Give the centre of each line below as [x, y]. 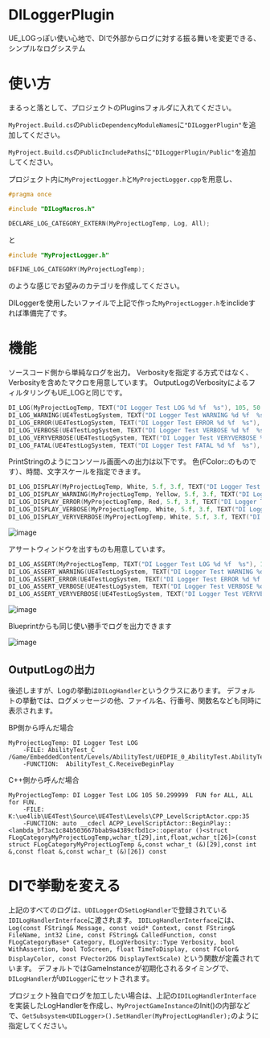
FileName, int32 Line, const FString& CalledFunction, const [113, 935]
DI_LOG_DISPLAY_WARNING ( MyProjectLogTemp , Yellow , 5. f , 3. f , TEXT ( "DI [129, 494]
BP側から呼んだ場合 [41, 728]
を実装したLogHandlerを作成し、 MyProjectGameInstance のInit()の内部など [129, 1005]
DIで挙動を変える [65, 886]
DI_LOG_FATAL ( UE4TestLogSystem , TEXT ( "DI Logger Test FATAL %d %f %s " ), [135, 445]
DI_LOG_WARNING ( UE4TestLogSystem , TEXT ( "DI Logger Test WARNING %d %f [129, 416]
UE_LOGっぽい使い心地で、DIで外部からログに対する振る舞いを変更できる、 [135, 38]
